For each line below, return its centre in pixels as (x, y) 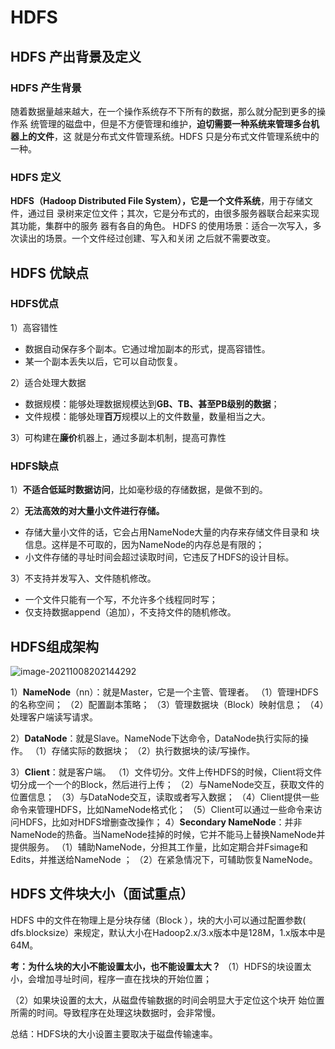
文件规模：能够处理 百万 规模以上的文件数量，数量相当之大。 (147, 416)
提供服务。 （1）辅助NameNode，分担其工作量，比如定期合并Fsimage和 (159, 847)
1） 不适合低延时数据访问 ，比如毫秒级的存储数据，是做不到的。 (139, 490)
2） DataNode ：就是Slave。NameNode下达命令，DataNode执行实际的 (155, 738)
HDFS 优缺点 (49, 272)
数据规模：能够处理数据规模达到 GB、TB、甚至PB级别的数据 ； (152, 403)
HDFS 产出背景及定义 (76, 56)
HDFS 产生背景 (46, 88)
